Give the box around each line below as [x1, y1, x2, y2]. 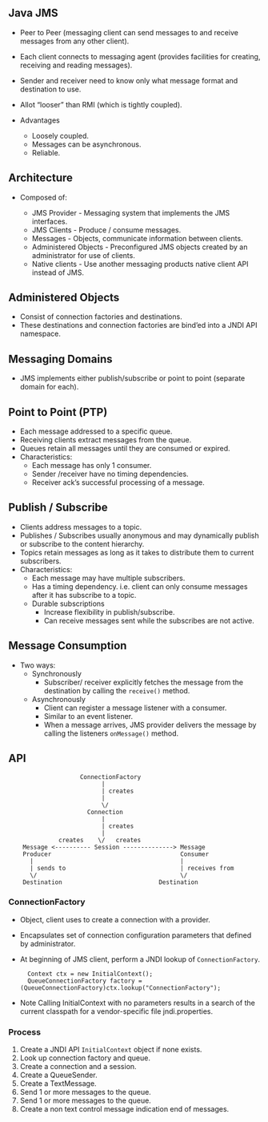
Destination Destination [22, 878, 198, 886]
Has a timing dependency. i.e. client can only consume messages [31, 581, 248, 591]
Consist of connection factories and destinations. [19, 312, 182, 321]
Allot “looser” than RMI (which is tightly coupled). [19, 99, 182, 109]
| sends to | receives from [29, 864, 234, 872]
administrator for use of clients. [31, 250, 136, 260]
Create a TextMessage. [19, 1079, 98, 1088]
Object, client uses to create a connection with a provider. [19, 914, 210, 924]
